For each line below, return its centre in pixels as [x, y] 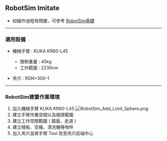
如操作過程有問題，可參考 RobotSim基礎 [53, 21]
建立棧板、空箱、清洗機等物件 [43, 127]
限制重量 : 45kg [36, 62]
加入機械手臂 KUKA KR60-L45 [43, 109]
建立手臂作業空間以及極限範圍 [43, 115]
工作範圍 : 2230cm [39, 68]
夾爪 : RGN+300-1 [31, 78]
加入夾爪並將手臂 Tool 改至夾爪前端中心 [53, 134]
